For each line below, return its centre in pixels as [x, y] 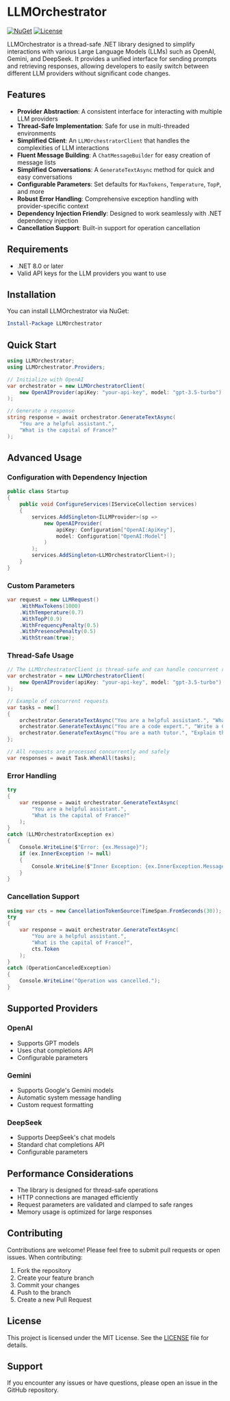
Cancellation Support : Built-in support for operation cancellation [108, 227]
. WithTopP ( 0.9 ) [41, 619]
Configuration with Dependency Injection [77, 477]
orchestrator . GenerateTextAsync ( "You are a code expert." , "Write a [119, 727]
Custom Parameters [41, 585]
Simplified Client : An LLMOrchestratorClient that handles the [103, 140]
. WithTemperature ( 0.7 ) [52, 612]
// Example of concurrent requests [58, 701]
